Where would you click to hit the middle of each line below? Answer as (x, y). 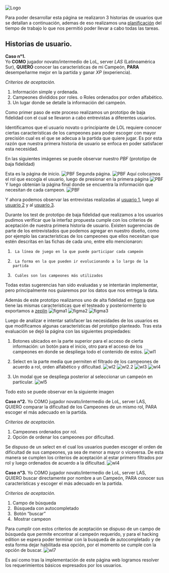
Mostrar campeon (32, 519)
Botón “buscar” (30, 514)
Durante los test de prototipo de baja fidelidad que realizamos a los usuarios (84, 215)
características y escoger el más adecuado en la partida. (64, 483)
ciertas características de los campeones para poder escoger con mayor (81, 133)
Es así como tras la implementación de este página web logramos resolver (82, 560)
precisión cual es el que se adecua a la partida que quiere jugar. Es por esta (84, 138)
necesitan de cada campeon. (35, 189)
